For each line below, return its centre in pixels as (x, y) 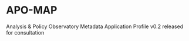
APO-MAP (32, 10)
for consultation (25, 32)
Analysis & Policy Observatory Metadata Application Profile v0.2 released (95, 26)
